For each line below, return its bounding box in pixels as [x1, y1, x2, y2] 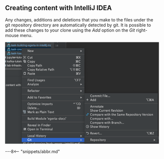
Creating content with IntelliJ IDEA [5, 4, 112, 12]
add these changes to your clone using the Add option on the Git [5, 27, 135, 33]
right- [136, 27, 147, 33]
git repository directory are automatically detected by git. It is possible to [5, 22, 151, 28]
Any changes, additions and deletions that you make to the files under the [5, 17, 154, 22]
